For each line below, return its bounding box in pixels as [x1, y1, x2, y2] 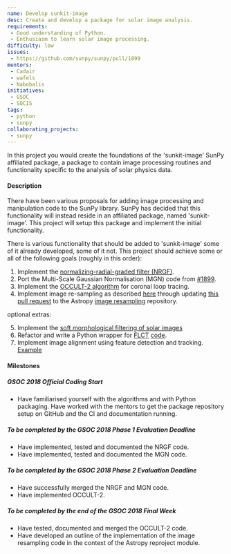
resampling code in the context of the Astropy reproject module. [17, 538, 201, 546]
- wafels [10, 74, 36, 82]
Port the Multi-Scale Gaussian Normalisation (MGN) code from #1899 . [17, 275, 216, 283]
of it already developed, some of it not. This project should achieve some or [7, 247, 223, 256]
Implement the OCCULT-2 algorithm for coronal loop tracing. [17, 283, 190, 291]
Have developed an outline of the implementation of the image [17, 531, 196, 539]
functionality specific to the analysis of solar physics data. [7, 166, 173, 174]
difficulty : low [7, 42, 54, 49]
